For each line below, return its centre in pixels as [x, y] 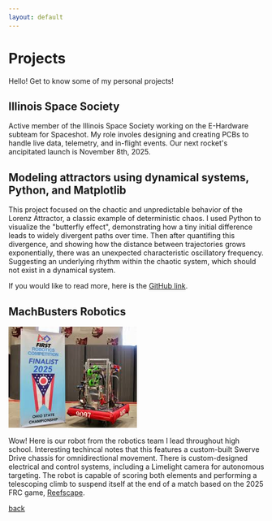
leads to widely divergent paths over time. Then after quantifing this [122, 236]
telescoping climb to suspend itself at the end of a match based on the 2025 [136, 484]
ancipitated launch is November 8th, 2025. [80, 152]
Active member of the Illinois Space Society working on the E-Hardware [129, 126]
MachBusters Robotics [67, 312]
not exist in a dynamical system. [62, 270]
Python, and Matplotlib [67, 190]
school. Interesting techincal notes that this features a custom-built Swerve [134, 449]
